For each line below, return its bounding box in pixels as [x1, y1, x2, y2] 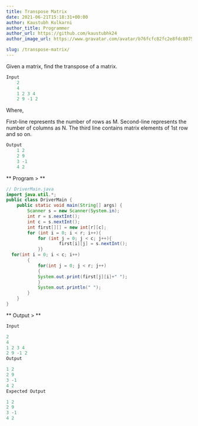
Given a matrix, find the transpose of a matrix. [6, 62, 118, 70]
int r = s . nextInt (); [27, 213, 81, 219]
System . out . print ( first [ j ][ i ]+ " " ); [37, 273, 128, 280]
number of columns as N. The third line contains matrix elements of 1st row [6, 124, 189, 131]
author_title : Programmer [6, 25, 70, 31]
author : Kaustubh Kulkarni [6, 19, 72, 25]
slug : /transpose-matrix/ [6, 47, 70, 53]
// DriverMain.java [6, 186, 54, 192]
